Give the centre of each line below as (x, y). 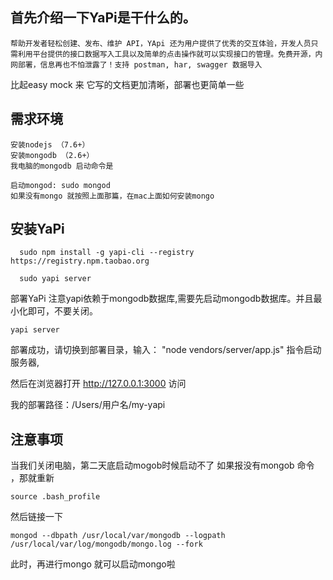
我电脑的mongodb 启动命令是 (62, 166)
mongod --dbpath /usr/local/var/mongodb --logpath (118, 536)
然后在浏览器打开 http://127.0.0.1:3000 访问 (98, 384)
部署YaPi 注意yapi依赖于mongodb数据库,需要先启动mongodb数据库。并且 (162, 299)
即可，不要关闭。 (62, 311)
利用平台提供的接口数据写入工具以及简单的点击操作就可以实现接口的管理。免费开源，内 (170, 54)
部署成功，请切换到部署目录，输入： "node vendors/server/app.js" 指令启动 (166, 350)
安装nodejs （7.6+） (50, 144)
